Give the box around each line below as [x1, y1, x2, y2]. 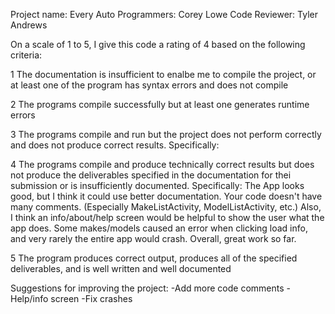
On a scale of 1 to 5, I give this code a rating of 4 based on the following [10, 39, 306, 50]
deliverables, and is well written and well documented [10, 263, 232, 274]
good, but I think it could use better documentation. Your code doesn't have [10, 190, 323, 202]
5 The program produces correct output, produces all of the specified [10, 252, 298, 264]
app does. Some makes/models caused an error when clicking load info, [10, 222, 308, 234]
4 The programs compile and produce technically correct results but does [10, 159, 315, 170]
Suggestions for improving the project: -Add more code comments [10, 282, 285, 294]
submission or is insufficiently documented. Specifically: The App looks [10, 180, 305, 191]
